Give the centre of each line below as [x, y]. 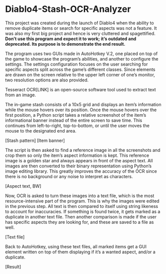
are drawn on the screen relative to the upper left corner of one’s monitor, [80, 74]
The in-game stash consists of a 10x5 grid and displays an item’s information [83, 104]
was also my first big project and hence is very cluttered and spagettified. [80, 33]
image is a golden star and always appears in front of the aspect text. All [79, 160]
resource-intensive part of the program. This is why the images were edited [82, 201]
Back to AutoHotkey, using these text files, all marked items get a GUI [76, 246]
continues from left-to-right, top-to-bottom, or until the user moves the [77, 126]
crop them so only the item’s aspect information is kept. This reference [77, 155]
